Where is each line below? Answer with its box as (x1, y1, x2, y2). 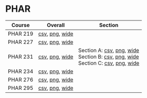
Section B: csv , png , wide (78, 53, 139, 60)
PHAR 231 (8, 53, 33, 60)
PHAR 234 (8, 67, 33, 75)
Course (11, 21, 30, 29)
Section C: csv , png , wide (78, 59, 140, 66)
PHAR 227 (8, 38, 33, 45)
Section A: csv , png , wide (78, 46, 139, 54)
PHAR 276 (8, 76, 33, 83)
